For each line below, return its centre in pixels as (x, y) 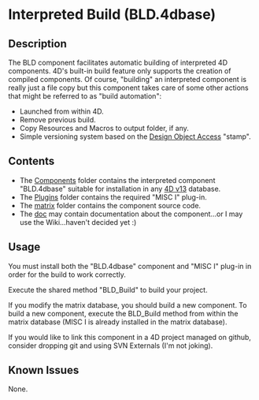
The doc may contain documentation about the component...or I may (131, 214)
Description (37, 44)
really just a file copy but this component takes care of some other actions (129, 88)
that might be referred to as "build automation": (85, 96)
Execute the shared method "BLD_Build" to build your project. (108, 290)
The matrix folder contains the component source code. (110, 205)
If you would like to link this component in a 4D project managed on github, (130, 337)
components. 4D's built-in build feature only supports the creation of (120, 71)
